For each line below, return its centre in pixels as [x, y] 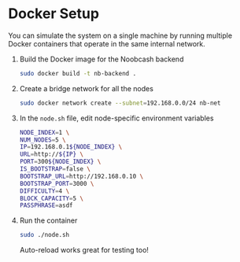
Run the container [48, 220]
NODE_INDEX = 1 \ [44, 132]
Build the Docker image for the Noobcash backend [102, 59]
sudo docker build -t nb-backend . [78, 73]
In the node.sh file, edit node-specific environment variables [116, 118]
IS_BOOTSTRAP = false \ [55, 169]
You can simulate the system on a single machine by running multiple [120, 35]
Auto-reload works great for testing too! [84, 250]
